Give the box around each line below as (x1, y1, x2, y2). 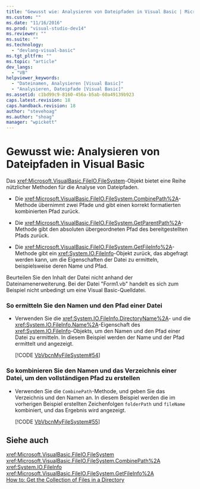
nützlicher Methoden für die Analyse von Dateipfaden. (6, 184, 139, 191)
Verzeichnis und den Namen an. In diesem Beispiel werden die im (14, 394, 176, 401)
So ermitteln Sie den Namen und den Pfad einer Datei (6, 301, 162, 309)
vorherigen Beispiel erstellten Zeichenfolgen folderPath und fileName (14, 400, 186, 407)
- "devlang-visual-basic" (11, 48, 76, 54)
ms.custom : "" (6, 14, 42, 20)
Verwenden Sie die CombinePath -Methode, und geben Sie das (14, 387, 165, 394)
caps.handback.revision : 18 (6, 102, 76, 109)
